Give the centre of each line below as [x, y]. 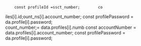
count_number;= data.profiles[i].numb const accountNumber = [71, 27]
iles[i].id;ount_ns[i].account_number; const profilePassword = [69, 17]
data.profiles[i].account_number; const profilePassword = [65, 33]
